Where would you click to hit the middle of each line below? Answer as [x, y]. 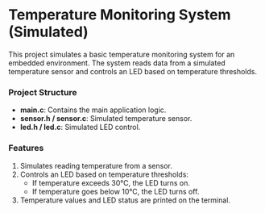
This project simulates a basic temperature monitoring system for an [122, 54]
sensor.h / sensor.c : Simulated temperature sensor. [106, 119]
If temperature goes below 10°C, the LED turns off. [116, 191]
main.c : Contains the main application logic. [93, 110]
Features [26, 148]
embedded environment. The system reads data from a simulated [117, 63]
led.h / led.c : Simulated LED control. [80, 127]
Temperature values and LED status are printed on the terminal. [125, 200]
